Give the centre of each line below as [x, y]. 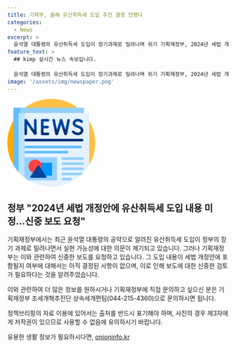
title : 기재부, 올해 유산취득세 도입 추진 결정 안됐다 [75, 15]
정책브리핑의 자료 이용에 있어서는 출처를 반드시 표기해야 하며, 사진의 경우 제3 [112, 314]
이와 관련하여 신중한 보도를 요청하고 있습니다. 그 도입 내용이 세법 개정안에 [120, 257]
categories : [25, 22]
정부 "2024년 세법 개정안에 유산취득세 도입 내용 [105, 208]
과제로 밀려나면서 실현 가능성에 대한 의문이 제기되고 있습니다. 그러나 [107, 248]
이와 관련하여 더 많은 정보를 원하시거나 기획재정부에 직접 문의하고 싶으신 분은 [112, 290]
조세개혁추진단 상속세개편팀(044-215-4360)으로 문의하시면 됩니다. [124, 298]
